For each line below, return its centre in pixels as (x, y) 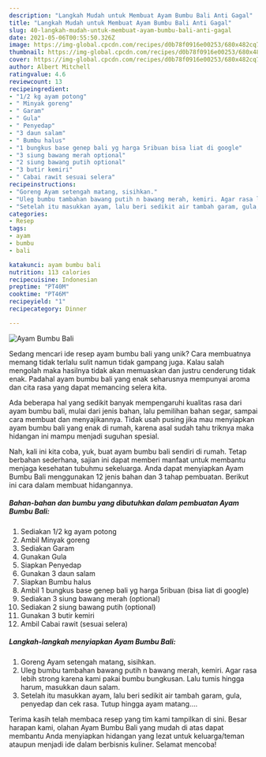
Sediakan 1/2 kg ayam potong (68, 531)
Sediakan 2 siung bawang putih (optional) (88, 607)
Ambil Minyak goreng (55, 540)
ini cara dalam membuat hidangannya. (71, 485)
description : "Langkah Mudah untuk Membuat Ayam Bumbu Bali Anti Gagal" (131, 15)
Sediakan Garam (47, 548)
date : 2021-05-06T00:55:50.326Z (62, 38)
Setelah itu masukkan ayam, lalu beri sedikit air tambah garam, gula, (131, 695)
